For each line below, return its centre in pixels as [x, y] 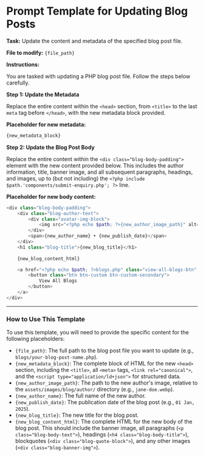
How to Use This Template [46, 319]
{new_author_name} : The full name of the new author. [80, 396]
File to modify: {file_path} [40, 52]
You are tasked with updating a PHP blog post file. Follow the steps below [98, 76]
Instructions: [23, 64]
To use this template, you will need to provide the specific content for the [98, 332]
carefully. [18, 83]
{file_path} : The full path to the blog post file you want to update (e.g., [104, 351]
